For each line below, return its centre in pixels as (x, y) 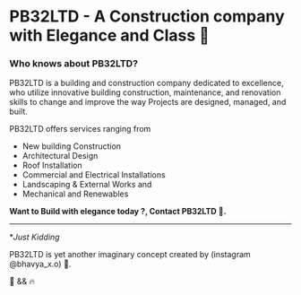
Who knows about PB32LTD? (74, 64)
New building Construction (72, 146)
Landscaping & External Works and (87, 185)
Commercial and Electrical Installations (94, 175)
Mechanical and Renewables (75, 194)
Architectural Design (60, 156)
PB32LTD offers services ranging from (80, 129)
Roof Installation (52, 165)
